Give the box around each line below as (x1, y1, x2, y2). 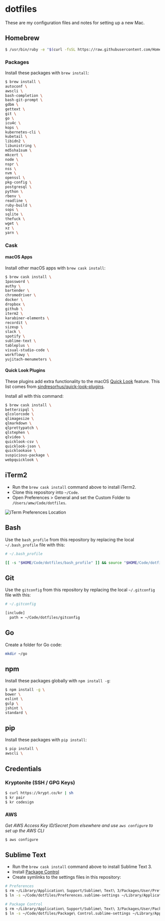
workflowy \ (5, 352, 29, 357)
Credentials (5, 765, 42, 773)
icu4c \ (5, 120, 21, 125)
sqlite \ (5, 212, 23, 217)
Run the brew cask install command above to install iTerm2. (12, 484, 137, 490)
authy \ (5, 284, 21, 289)
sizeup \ (5, 325, 23, 330)
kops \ (5, 125, 19, 130)
